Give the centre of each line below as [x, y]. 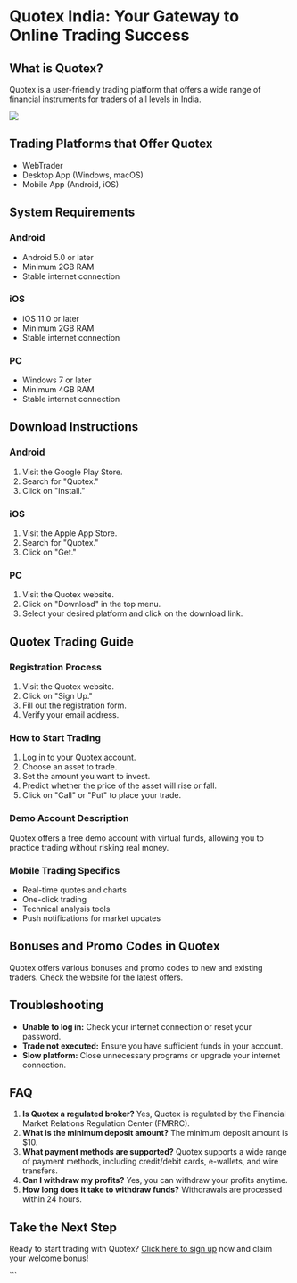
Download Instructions [74, 427]
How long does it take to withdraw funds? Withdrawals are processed [152, 1190]
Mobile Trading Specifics [65, 870]
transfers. [40, 1171]
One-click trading [54, 899]
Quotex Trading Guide [71, 641]
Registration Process [56, 667]
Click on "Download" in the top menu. [91, 604]
